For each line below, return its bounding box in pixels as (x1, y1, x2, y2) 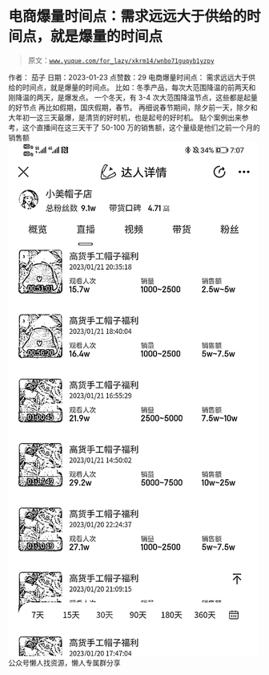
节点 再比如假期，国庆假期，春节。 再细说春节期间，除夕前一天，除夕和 (22, 102, 258, 112)
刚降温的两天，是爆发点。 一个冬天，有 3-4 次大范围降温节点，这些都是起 (8, 92, 251, 102)
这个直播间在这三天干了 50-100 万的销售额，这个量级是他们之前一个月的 (22, 122, 260, 132)
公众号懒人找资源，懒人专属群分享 (8, 657, 121, 667)
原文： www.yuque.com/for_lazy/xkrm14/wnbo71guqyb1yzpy (27, 55, 215, 65)
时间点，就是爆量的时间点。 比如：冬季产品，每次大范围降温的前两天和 (22, 82, 256, 92)
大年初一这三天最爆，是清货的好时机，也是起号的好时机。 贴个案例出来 (8, 112, 242, 122)
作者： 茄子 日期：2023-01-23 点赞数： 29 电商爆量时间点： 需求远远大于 (8, 72, 249, 82)
